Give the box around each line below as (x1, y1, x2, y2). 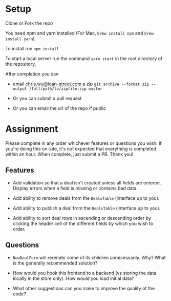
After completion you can (5, 70, 59, 77)
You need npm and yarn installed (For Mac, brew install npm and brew (5, 30, 154, 36)
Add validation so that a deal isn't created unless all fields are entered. (12, 179, 161, 185)
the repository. (5, 61, 36, 67)
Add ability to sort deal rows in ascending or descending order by (12, 215, 151, 221)
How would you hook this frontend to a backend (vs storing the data (12, 270, 157, 276)
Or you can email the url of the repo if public (12, 105, 106, 111)
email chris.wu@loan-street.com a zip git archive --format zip (12, 81, 149, 87)
